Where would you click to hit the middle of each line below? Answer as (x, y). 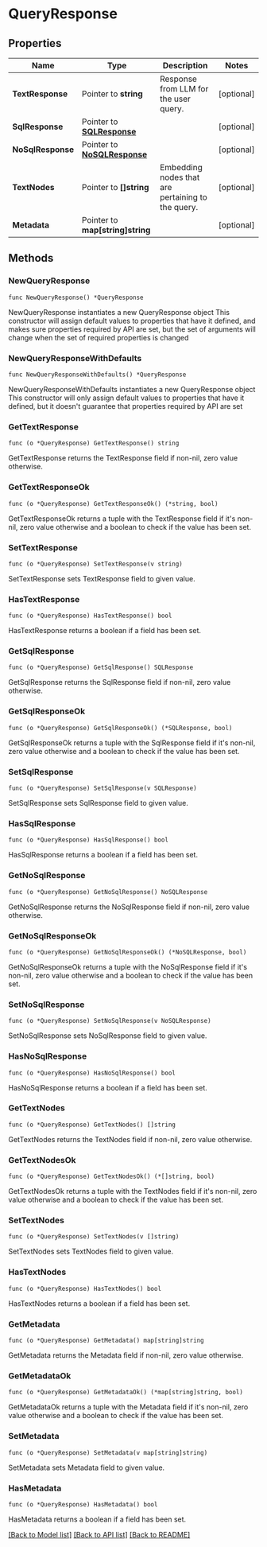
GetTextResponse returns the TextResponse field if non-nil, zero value (123, 458)
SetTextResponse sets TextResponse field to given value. (102, 578)
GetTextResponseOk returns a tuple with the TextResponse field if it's (122, 519)
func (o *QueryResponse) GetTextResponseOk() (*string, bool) (113, 503)
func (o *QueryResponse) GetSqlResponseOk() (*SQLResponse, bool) (120, 728)
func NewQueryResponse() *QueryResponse (76, 297)
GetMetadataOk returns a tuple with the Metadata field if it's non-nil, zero (128, 1407)
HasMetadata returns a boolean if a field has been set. (97, 1519)
